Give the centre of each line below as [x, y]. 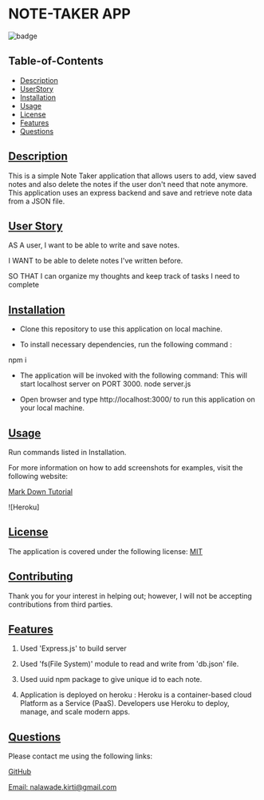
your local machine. [52, 408]
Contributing [41, 577]
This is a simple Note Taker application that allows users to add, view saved [132, 176]
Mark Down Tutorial [41, 491]
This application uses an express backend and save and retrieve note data [130, 192]
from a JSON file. [37, 201]
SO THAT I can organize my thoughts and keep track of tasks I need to [124, 276]
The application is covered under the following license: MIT [106, 551]
